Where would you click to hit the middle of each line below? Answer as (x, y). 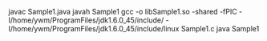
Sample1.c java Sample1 (220, 29)
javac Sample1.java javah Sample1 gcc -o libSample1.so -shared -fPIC (123, 12)
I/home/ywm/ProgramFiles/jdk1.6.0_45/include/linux (94, 29)
